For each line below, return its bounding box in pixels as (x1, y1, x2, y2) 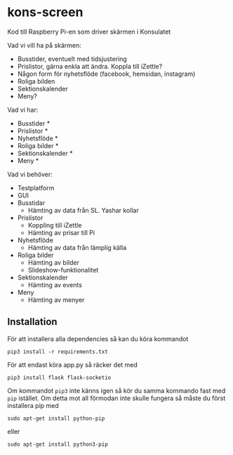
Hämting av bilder (27, 258, 79, 267)
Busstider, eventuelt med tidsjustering (17, 54, 128, 63)
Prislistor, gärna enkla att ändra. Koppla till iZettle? (17, 62, 163, 70)
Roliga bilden (17, 77, 55, 85)
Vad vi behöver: (7, 170, 53, 178)
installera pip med (7, 401, 60, 409)
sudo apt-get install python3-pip (7, 440, 109, 448)
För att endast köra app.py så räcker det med (7, 360, 138, 369)
